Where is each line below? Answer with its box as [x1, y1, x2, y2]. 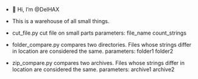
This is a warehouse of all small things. [12, 18, 110, 24]
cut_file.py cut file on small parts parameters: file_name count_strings [12, 29, 187, 36]
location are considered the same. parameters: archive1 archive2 [12, 66, 175, 73]
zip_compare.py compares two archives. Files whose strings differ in [12, 60, 185, 66]
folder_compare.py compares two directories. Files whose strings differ [12, 41, 192, 48]
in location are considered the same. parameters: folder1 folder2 [12, 47, 174, 55]
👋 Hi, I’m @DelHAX [12, 6, 60, 13]
